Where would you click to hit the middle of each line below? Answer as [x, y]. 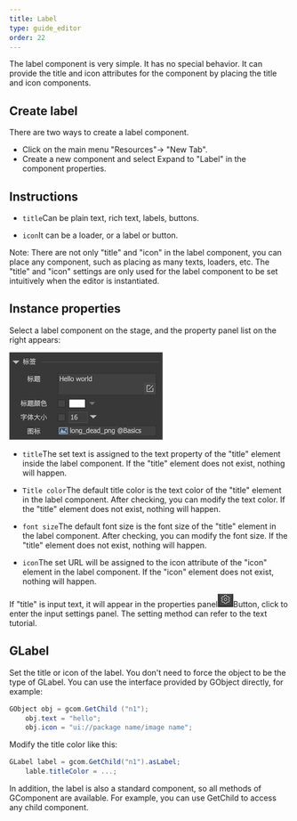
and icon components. [50, 83]
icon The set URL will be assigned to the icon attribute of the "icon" [144, 562]
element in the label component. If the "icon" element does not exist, [148, 572]
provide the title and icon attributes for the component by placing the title [143, 73]
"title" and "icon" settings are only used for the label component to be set [144, 271]
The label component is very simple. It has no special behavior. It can [136, 64]
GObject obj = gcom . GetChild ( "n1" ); [79, 709]
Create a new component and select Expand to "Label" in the [134, 159]
